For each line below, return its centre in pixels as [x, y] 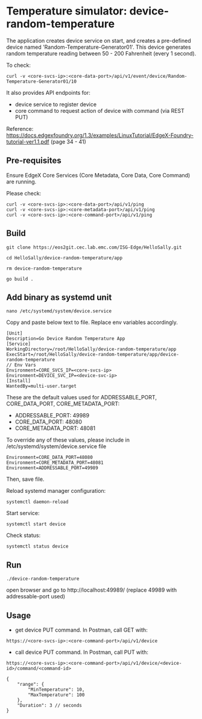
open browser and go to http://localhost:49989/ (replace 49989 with [91, 590]
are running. [21, 182]
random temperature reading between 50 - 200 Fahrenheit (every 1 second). [101, 53]
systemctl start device [36, 524]
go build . [20, 279]
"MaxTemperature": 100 [56, 695]
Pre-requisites [34, 161]
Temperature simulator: [67, 11]
